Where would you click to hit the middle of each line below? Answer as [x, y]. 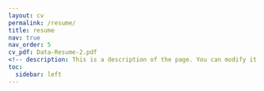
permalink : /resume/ [42, 23]
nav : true [25, 38]
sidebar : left [38, 74]
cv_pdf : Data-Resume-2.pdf [53, 52]
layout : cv [26, 15]
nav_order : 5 [30, 45]
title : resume [32, 30]
